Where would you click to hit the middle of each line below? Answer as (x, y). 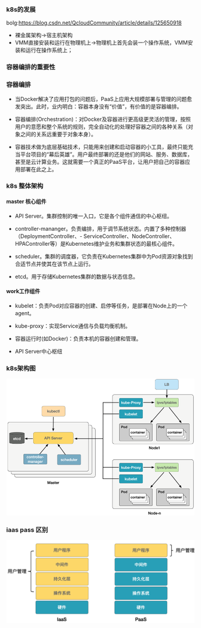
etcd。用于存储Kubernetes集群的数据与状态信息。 (77, 276)
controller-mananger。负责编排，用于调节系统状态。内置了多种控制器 (100, 228)
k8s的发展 (21, 9)
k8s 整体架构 (25, 186)
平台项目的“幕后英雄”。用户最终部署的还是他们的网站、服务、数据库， (106, 154)
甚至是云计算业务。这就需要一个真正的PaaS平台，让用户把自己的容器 (100, 161)
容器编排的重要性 (31, 67)
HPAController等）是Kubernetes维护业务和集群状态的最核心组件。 (96, 243)
